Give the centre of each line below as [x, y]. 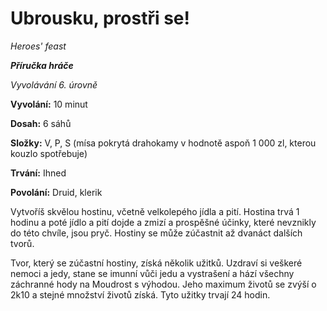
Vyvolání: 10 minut [49, 104]
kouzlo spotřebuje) [49, 153]
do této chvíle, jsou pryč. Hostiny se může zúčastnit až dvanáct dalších [156, 233]
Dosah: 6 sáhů [41, 123]
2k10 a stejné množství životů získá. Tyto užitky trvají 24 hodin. [140, 294]
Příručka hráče [42, 65]
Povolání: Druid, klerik [56, 192]
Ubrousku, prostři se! [100, 18]
